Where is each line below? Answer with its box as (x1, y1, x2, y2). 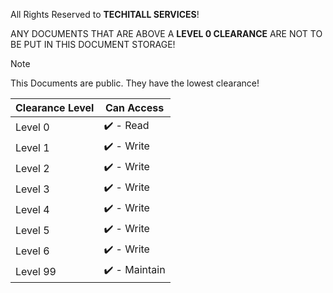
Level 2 (15, 161, 50, 175)
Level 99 (15, 264, 57, 278)
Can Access (104, 101, 165, 114)
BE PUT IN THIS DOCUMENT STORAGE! (10, 39, 176, 50)
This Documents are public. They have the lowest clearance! (10, 77, 260, 89)
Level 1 (15, 140, 50, 154)
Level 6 (15, 244, 50, 258)
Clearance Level (15, 101, 95, 114)
